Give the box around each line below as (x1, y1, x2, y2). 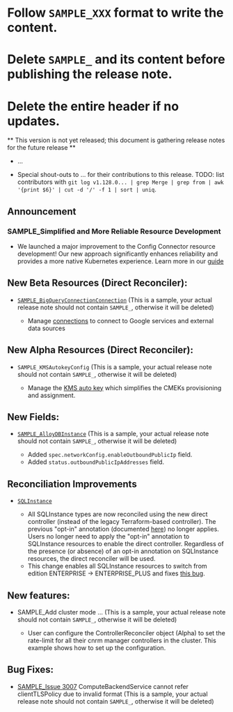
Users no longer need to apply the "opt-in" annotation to (27, 532, 190, 541)
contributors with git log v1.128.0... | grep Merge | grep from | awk (17, 178, 224, 186)
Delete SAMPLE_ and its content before (7, 52, 225, 68)
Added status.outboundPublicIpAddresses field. (27, 458, 165, 466)
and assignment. (27, 391, 76, 399)
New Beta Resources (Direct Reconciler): (7, 277, 188, 289)
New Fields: (7, 411, 60, 423)
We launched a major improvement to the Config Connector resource (17, 242, 216, 250)
